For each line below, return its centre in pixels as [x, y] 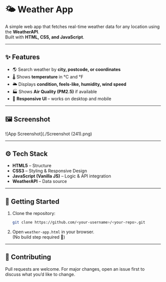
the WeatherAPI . [22, 32]
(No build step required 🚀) [39, 237]
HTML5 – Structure [32, 166]
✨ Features [22, 57]
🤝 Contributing [28, 257]
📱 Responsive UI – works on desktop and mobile [62, 99]
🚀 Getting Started [32, 201]
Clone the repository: [34, 213]
